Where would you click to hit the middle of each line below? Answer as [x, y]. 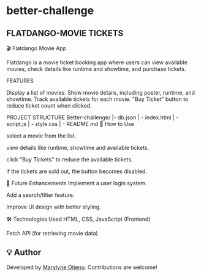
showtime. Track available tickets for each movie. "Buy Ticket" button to [97, 99]
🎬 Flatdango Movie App [36, 48]
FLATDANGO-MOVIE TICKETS [65, 33]
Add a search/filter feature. [40, 195]
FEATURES [20, 81]
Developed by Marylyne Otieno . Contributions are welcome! [82, 267]
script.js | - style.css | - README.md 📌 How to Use [70, 124]
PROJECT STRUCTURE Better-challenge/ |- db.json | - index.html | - [93, 117]
